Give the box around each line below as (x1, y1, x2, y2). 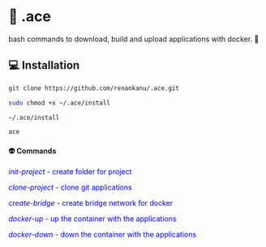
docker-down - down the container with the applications (8, 230, 197, 240)
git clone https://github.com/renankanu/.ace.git (8, 84, 180, 92)
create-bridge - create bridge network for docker (8, 198, 174, 208)
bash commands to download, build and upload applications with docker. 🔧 (8, 34, 260, 44)
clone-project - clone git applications (8, 182, 132, 193)
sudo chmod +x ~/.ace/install (8, 99, 111, 107)
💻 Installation (8, 58, 80, 72)
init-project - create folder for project (8, 167, 132, 177)
